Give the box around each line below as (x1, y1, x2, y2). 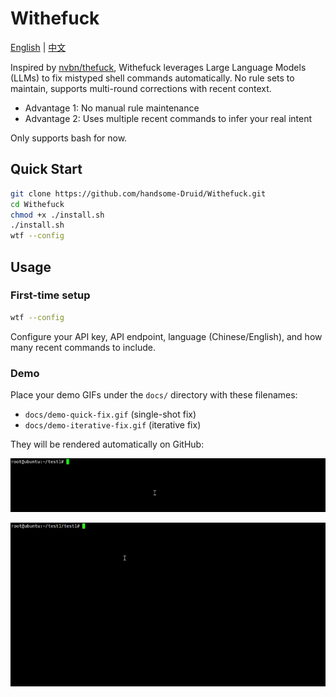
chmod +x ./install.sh (10, 210, 105, 220)
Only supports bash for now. (10, 132, 128, 144)
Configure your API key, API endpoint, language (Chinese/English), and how (10, 330, 323, 342)
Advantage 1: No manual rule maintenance (24, 102, 200, 114)
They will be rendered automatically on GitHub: (10, 438, 205, 450)
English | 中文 (10, 41, 67, 53)
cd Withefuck (10, 199, 65, 209)
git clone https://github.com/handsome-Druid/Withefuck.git (10, 188, 267, 199)
